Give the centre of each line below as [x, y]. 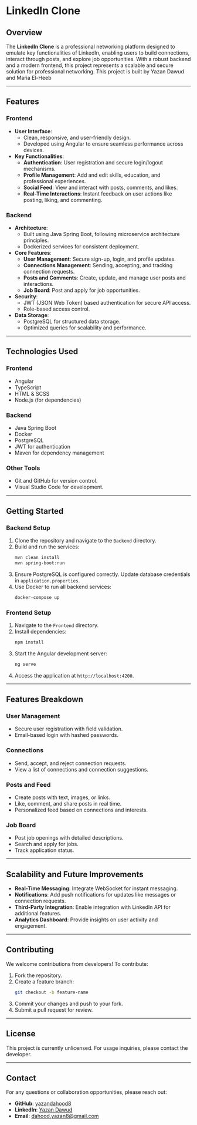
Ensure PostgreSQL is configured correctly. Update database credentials [102, 574]
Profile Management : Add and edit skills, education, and [92, 175]
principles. [36, 240]
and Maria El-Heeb [29, 78]
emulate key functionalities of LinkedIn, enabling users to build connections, [98, 53]
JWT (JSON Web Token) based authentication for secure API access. [107, 302]
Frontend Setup [29, 612]
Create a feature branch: [44, 981]
